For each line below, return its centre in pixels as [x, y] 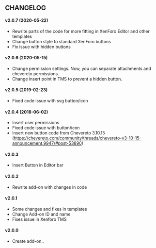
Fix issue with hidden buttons [41, 47]
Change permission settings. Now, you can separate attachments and [81, 68]
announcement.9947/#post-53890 [47, 143]
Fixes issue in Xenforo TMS [39, 219]
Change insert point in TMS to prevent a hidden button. [67, 79]
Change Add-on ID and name [41, 214]
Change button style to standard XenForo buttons [62, 41]
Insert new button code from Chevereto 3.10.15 [58, 133]
